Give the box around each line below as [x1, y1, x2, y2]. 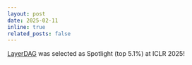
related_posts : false [7, 30, 71, 37]
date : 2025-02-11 [7, 17, 59, 24]
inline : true [7, 23, 46, 30]
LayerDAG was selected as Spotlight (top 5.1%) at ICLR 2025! [7, 49, 185, 58]
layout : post [7, 10, 46, 18]
